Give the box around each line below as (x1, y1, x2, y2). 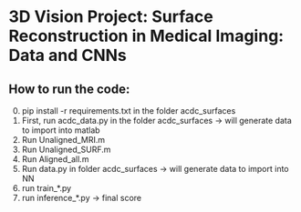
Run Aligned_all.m (21, 154, 89, 165)
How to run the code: (8, 81, 130, 96)
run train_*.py (21, 183, 72, 193)
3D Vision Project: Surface (8, 6, 213, 27)
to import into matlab (21, 125, 101, 136)
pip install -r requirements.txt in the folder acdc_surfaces (21, 106, 236, 116)
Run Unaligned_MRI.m (21, 135, 106, 145)
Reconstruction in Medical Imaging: (8, 25, 285, 46)
